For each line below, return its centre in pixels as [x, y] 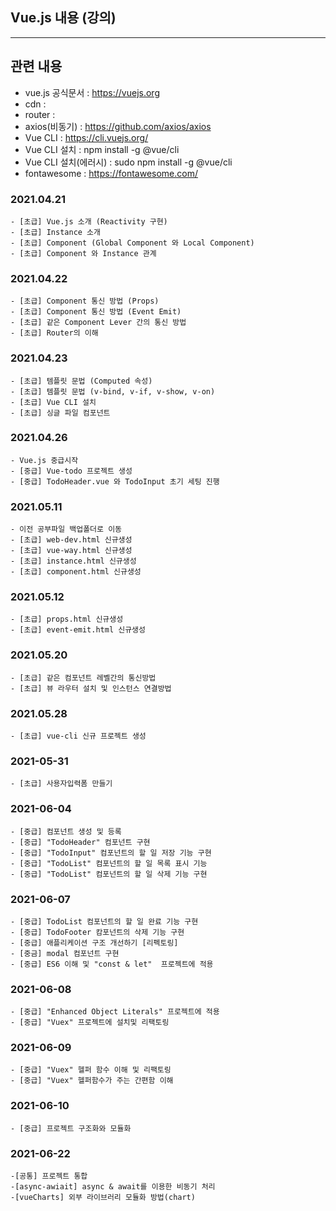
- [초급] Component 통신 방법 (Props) [85, 301]
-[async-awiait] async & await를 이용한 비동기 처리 [113, 1187]
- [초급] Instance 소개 [55, 232]
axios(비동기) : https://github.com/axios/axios [118, 126]
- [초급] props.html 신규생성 [67, 619]
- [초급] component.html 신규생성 [76, 572]
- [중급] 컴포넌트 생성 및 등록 [66, 831]
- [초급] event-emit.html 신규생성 [78, 630]
